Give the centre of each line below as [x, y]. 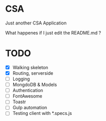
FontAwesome [28, 96]
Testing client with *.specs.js [42, 113]
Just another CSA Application [36, 23]
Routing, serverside [33, 73]
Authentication [28, 90]
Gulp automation [30, 108]
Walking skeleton [30, 67]
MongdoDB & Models [35, 85]
